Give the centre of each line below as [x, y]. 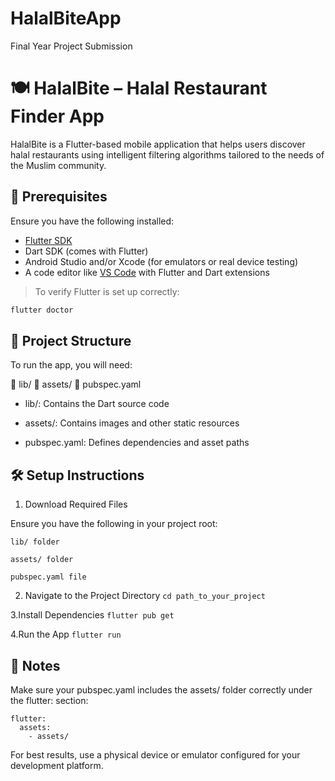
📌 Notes [35, 665]
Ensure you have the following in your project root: [114, 524]
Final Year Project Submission [71, 46]
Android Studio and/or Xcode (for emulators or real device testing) [161, 261]
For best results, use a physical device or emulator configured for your [155, 755]
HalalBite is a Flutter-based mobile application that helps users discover [158, 144]
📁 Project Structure [71, 340]
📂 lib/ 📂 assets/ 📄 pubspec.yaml [76, 384]
